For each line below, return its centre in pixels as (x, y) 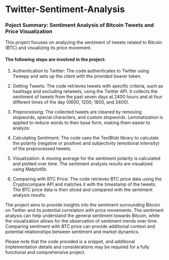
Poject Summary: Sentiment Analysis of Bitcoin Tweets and (79, 25)
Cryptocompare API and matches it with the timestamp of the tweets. (84, 184)
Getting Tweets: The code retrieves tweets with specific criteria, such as (88, 86)
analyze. (21, 128)
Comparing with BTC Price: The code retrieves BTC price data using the (87, 179)
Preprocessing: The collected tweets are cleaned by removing (77, 112)
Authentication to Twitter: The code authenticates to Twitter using (81, 71)
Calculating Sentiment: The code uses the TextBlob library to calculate (86, 138)
